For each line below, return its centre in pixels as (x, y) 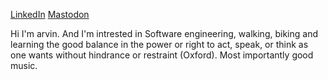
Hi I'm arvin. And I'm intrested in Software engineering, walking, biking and (164, 33)
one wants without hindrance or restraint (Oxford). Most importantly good (162, 55)
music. (24, 65)
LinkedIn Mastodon (50, 14)
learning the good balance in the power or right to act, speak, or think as (159, 44)
